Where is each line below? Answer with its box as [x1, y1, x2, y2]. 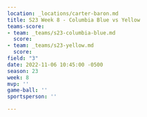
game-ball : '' [7, 87, 48, 94]
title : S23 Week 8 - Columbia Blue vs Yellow [7, 17, 140, 23]
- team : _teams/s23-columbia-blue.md [7, 29, 116, 36]
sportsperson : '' [7, 94, 57, 100]
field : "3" [7, 55, 39, 62]
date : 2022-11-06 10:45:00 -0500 [7, 61, 104, 68]
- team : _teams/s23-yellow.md [7, 42, 95, 49]
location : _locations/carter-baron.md [7, 10, 119, 17]
